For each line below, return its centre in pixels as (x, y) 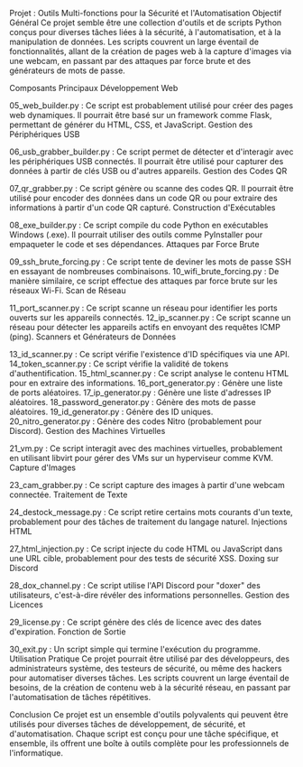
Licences (26, 605)
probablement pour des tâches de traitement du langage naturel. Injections (148, 522)
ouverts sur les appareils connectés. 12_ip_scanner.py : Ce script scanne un (150, 318)
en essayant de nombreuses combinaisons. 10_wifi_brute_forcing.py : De (144, 271)
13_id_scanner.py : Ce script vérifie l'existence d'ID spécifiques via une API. (150, 354)
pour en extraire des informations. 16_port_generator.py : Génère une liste (146, 383)
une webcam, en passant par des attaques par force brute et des (130, 61)
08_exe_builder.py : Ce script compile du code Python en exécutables (139, 225)
